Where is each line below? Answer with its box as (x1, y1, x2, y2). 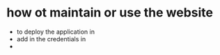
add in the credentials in (16, 34, 86, 43)
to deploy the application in (16, 27, 95, 36)
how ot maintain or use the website (6, 5, 214, 21)
